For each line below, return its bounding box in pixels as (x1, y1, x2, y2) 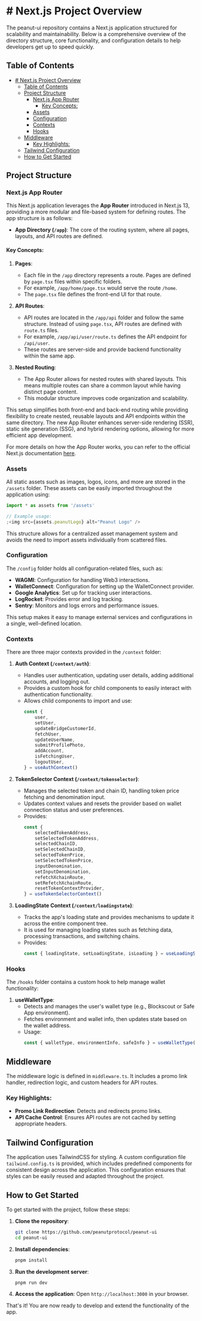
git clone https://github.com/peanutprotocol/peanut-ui (14, 1229, 157, 1235)
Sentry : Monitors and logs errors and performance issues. (14, 602, 159, 609)
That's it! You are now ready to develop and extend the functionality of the (6, 1302, 190, 1309)
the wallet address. (23, 1022, 71, 1029)
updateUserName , (35, 737, 75, 743)
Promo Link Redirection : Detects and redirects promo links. (14, 1107, 162, 1115)
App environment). (23, 1009, 70, 1016)
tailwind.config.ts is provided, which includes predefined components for (6, 1160, 193, 1167)
